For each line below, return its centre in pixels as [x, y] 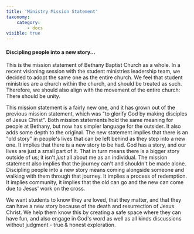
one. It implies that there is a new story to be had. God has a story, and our [96, 145]
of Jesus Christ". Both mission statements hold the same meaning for [90, 120]
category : [29, 22]
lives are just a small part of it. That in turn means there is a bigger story [93, 151]
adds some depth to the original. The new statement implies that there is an [97, 133]
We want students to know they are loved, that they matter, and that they [94, 200]
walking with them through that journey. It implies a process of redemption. [97, 176]
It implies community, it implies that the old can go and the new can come [95, 182]
